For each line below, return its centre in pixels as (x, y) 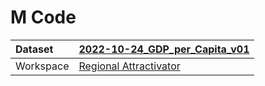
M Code (43, 17)
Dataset (34, 49)
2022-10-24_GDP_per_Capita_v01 (164, 49)
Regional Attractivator (129, 66)
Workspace (42, 66)
